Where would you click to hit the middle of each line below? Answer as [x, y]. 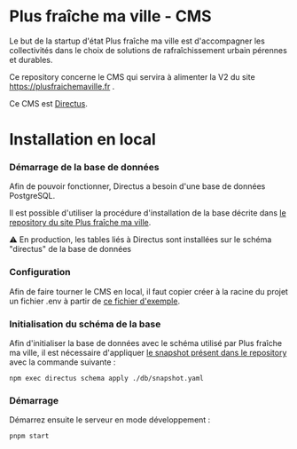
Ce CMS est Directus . [49, 103]
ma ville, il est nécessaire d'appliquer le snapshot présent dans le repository [148, 353]
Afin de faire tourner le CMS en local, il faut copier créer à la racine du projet [148, 291]
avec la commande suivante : [63, 362]
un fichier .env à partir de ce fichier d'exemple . [94, 301]
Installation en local [83, 140]
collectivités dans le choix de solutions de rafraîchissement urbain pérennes [148, 50]
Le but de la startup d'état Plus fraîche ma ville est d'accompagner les [137, 41]
